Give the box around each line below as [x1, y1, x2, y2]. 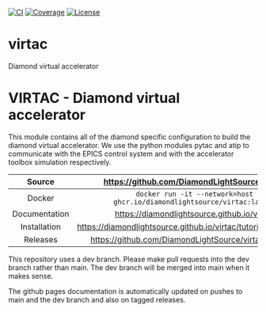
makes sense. [8, 271, 54, 280]
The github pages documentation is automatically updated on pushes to [8, 286, 243, 296]
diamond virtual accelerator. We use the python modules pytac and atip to [8, 140, 249, 150]
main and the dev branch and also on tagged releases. [8, 295, 186, 304]
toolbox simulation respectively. [8, 157, 112, 166]
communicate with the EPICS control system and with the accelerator [8, 149, 234, 158]
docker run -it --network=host [135, 189, 253, 198]
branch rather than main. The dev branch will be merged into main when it [8, 262, 250, 272]
